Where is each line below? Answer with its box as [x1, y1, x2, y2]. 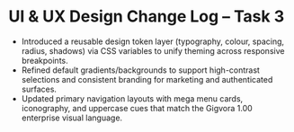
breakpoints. [21, 55, 68, 66]
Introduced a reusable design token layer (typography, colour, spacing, [21, 36, 285, 47]
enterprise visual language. [21, 112, 123, 123]
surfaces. [21, 84, 58, 94]
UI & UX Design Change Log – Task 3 [8, 6, 285, 27]
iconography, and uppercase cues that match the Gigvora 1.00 [21, 102, 253, 113]
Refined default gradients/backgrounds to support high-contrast [21, 65, 260, 75]
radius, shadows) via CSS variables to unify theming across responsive [21, 45, 285, 56]
